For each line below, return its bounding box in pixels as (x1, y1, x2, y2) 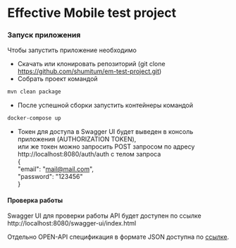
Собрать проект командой (17, 75, 98, 83)
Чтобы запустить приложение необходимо (7, 46, 137, 54)
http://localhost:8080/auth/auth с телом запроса (17, 150, 161, 159)
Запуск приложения (7, 30, 81, 40)
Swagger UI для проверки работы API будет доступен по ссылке (7, 211, 202, 220)
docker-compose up (7, 115, 61, 122)
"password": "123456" (17, 173, 83, 181)
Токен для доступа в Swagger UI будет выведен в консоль (17, 128, 194, 136)
